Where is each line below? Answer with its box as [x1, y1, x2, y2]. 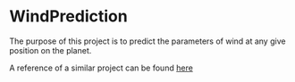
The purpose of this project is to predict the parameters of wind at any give [9, 36, 286, 46]
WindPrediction [9, 6, 128, 27]
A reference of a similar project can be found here [9, 62, 194, 73]
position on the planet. [9, 45, 92, 55]
